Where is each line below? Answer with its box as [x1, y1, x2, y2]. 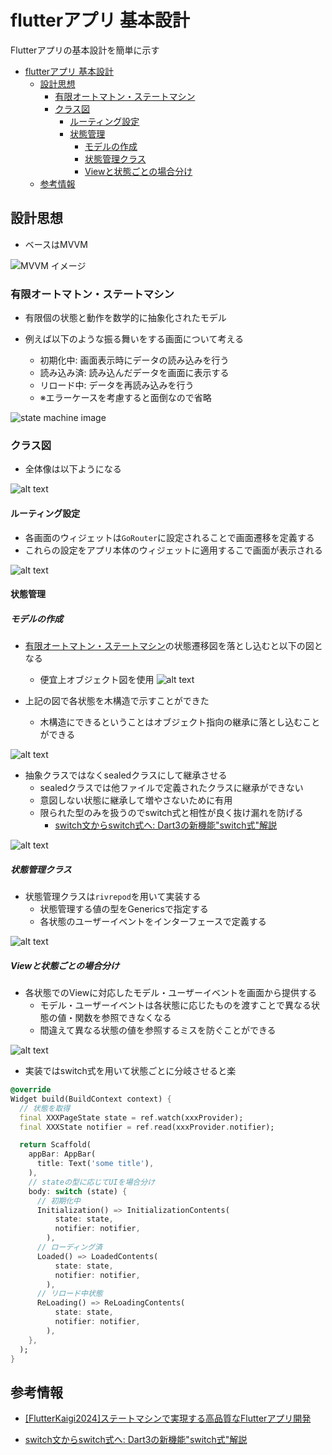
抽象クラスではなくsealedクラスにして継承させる [24, 769, 228, 781]
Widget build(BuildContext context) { [10, 1094, 172, 1104]
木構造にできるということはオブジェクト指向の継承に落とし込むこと [39, 716, 321, 728]
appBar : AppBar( [28, 1149, 97, 1160]
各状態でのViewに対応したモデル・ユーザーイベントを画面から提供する [24, 987, 317, 999]
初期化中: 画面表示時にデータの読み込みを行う [39, 354, 230, 366]
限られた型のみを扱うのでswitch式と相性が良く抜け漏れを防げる [39, 807, 304, 819]
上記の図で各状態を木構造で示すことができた [24, 695, 210, 707]
